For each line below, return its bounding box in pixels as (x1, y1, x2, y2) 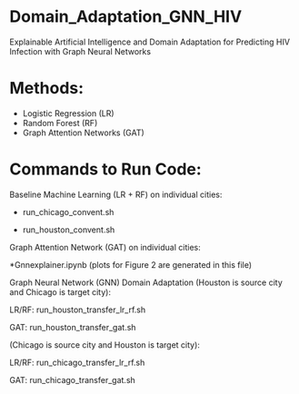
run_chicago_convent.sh (22, 206, 115, 217)
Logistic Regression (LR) (22, 107, 115, 119)
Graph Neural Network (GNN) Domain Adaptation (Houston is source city (9, 277, 284, 288)
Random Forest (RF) (22, 117, 98, 128)
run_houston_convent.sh (22, 224, 115, 235)
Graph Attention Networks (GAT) (22, 127, 145, 138)
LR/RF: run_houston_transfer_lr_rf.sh (9, 304, 146, 315)
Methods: (9, 78, 85, 99)
